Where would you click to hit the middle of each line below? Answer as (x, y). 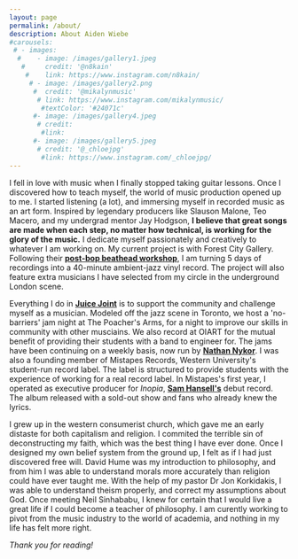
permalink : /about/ (45, 26)
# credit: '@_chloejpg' (81, 149)
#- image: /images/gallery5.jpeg (94, 141)
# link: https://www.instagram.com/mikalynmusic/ (130, 100)
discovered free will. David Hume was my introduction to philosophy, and (143, 462)
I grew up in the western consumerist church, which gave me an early (137, 424)
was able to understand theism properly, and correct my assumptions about (148, 490)
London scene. (36, 286)
